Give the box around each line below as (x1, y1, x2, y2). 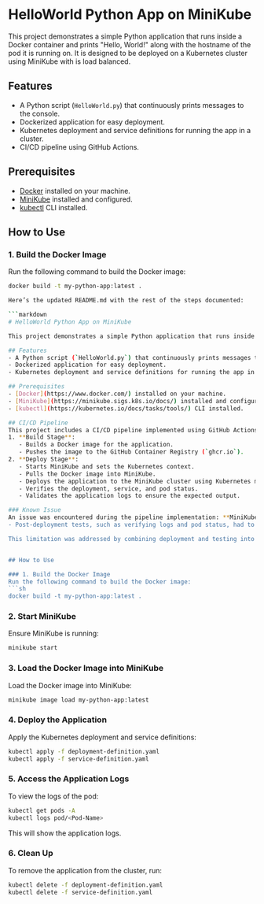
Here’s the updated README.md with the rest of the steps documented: (8, 297, 244, 305)
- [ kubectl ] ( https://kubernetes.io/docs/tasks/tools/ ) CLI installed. (8, 404, 244, 413)
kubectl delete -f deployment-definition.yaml (8, 880, 163, 889)
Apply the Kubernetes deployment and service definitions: (8, 732, 196, 742)
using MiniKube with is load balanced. (8, 57, 131, 66)
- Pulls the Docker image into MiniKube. (18, 470, 156, 478)
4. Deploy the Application (8, 714, 108, 725)
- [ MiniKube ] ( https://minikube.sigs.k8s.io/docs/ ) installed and (8, 397, 226, 405)
